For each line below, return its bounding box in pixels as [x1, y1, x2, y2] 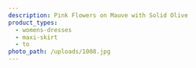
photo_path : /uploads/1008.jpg [8, 48, 111, 55]
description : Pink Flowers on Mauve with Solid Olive [8, 11, 189, 20]
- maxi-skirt [15, 33, 58, 41]
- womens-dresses [15, 26, 72, 34]
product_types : [8, 19, 58, 27]
